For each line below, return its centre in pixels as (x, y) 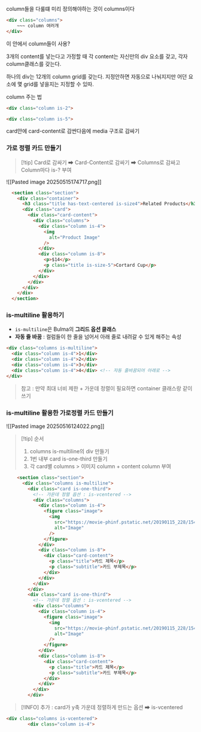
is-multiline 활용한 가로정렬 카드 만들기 (60, 412)
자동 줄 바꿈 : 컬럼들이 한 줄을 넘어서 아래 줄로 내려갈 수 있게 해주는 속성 (98, 337)
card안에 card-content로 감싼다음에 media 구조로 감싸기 (73, 131)
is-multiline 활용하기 (35, 315)
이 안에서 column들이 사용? (38, 43)
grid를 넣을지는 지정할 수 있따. (59, 84)
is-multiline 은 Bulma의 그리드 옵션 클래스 (66, 329)
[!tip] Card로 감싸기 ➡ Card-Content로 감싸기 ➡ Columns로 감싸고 (100, 162)
